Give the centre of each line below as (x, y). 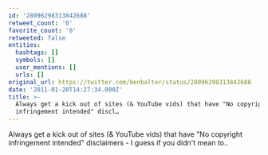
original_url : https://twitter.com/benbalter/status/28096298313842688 (130, 82)
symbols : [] (35, 60)
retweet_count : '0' (41, 23)
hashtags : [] (37, 52)
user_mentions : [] (46, 68)
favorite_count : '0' (43, 30)
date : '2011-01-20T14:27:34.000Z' (66, 89)
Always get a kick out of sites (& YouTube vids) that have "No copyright (126, 134)
